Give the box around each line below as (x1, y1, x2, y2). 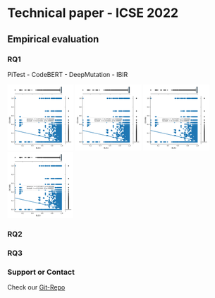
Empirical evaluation (7, 33, 99, 45)
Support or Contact (7, 267, 75, 277)
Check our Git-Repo (7, 283, 66, 292)
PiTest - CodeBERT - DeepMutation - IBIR (7, 70, 128, 78)
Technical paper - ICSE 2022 (7, 5, 178, 21)
